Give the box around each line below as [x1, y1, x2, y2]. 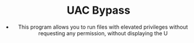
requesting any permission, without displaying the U [38, 29, 168, 36]
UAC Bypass [66, 4, 131, 17]
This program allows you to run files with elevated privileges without [18, 23, 189, 30]
